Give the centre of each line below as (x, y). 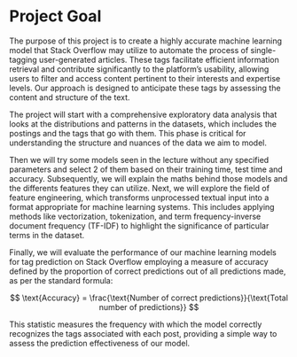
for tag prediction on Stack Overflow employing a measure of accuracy (139, 261)
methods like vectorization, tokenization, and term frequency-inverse (135, 216)
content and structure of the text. (70, 97)
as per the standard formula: (61, 280)
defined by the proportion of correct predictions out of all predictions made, (148, 271)
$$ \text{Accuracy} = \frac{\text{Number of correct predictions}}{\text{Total (149, 298)
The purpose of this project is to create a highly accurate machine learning (145, 41)
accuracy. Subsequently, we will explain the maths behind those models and (148, 178)
